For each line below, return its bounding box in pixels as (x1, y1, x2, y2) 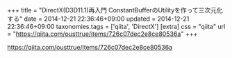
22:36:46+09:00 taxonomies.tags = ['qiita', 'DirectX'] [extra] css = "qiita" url (7, 23, 226, 30)
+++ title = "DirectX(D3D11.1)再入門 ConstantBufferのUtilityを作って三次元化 (7, 6, 224, 14)
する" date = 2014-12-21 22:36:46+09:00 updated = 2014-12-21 (7, 14, 190, 23)
